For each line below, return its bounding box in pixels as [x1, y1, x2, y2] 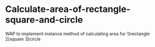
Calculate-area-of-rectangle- [5, 3, 131, 15]
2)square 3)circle [5, 36, 41, 42]
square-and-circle [5, 14, 83, 25]
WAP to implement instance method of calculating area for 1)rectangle [5, 30, 150, 36]
